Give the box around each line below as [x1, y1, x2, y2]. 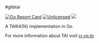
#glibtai [5, 4, 21, 10]
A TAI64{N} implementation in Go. [5, 24, 74, 29]
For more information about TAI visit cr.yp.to [5, 33, 94, 38]
